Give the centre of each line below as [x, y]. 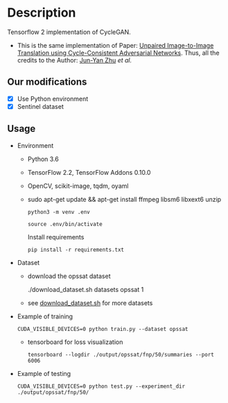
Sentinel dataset [41, 106]
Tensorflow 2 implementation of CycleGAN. [69, 32]
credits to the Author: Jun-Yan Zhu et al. [74, 60]
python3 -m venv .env [59, 212]
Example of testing [44, 373]
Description [42, 13]
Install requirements [56, 237]
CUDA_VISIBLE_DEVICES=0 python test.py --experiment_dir [101, 386]
